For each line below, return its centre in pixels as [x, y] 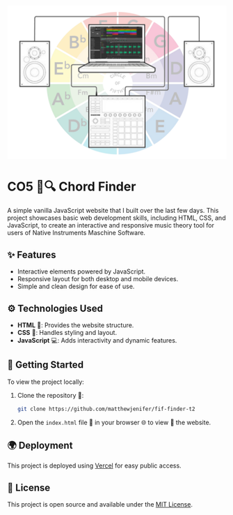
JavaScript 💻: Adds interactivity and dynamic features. [97, 340]
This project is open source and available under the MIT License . [100, 505]
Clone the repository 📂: [50, 395]
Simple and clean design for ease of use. [76, 286]
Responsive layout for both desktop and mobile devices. [98, 279]
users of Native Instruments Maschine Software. [77, 233]
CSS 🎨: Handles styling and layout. [67, 332]
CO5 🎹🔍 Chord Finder [72, 186]
